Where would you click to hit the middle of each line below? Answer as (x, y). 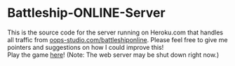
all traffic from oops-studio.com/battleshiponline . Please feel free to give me (117, 39)
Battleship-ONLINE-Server (87, 13)
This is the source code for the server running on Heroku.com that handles (115, 32)
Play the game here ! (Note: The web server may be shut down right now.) (113, 55)
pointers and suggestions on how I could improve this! (86, 47)
